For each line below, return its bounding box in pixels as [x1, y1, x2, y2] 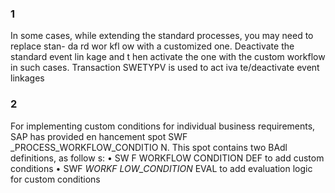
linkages [10, 72, 45, 84]
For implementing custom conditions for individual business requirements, [10, 120, 316, 132]
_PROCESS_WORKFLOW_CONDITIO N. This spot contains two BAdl [10, 141, 288, 153]
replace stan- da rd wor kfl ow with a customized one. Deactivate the [10, 40, 295, 52]
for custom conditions [10, 173, 101, 185]
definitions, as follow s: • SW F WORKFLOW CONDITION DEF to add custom [10, 152, 325, 164]
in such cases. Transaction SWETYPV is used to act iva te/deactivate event [10, 62, 320, 74]
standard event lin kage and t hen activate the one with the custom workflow [10, 51, 326, 63]
